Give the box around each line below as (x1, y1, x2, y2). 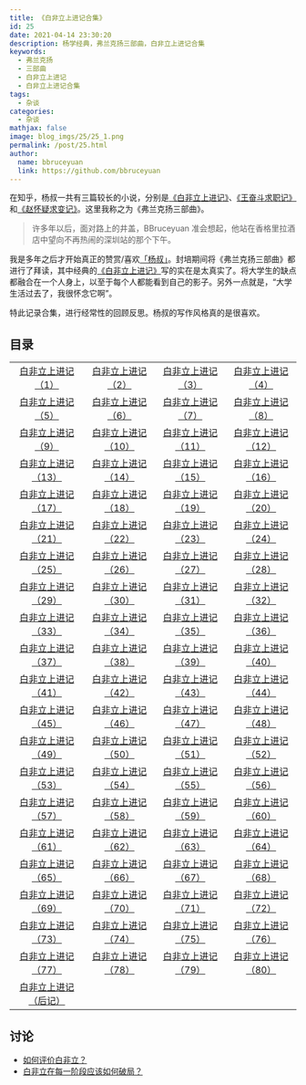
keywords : (9, 47, 47, 57)
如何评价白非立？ (22, 1055, 87, 1065)
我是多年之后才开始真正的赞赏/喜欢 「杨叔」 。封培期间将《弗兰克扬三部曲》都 (9, 254, 296, 265)
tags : (9, 89, 30, 99)
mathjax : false (9, 124, 67, 133)
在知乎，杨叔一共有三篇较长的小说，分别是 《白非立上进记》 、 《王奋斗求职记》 (9, 193, 297, 203)
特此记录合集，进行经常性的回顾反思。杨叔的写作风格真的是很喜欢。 (9, 308, 265, 318)
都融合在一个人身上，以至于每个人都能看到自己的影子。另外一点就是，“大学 (9, 276, 293, 287)
